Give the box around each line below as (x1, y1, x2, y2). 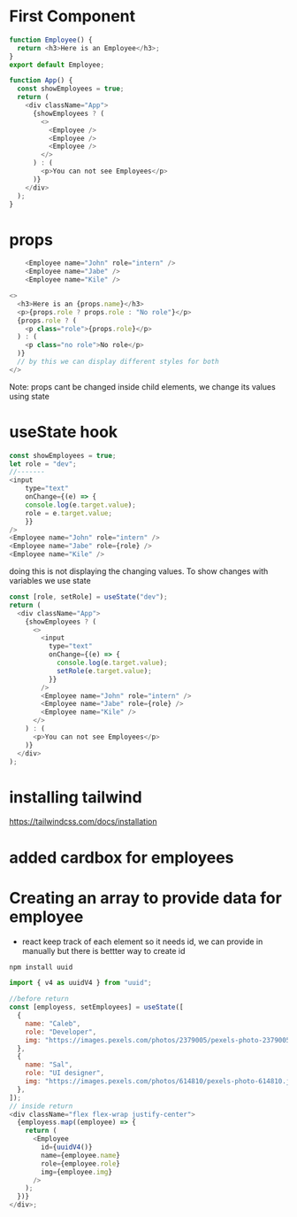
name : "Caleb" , (25, 1019, 81, 1028)
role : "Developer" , (25, 1027, 97, 1036)
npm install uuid (9, 963, 73, 972)
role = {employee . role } (41, 1159, 121, 1168)
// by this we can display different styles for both (17, 357, 219, 366)
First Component (9, 6, 136, 27)
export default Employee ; (9, 60, 104, 69)
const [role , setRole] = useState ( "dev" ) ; (9, 593, 168, 601)
